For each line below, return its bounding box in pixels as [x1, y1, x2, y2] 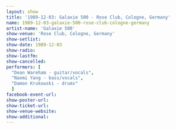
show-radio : [6, 48, 36, 54]
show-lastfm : [6, 53, 39, 59]
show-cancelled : [6, 58, 46, 64]
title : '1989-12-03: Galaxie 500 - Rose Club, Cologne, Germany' [6, 14, 171, 20]
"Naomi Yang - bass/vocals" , [11, 75, 84, 81]
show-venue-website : [6, 108, 57, 114]
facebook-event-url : [6, 92, 57, 97]
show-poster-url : [6, 97, 49, 103]
